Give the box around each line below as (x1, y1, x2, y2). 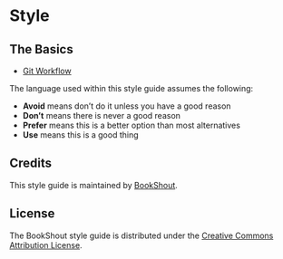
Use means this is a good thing (22, 129, 139, 140)
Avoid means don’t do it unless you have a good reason (22, 101, 231, 111)
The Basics (9, 42, 74, 57)
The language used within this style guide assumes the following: (9, 83, 254, 93)
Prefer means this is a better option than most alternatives (22, 120, 240, 130)
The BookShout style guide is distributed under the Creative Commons (9, 230, 274, 241)
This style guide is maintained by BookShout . (9, 179, 179, 190)
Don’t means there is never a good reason (22, 110, 181, 120)
